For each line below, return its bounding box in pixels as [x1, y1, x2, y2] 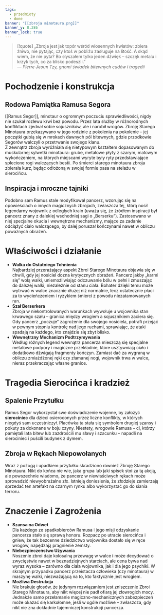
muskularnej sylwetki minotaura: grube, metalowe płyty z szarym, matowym [5, 150, 158, 155]
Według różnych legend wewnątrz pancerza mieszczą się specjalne [12, 339, 148, 345]
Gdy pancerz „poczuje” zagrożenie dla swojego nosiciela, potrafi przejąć [12, 318, 158, 324]
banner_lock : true [5, 30, 42, 35]
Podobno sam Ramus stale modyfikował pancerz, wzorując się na [5, 197, 137, 203]
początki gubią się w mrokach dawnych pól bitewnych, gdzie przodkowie [5, 134, 152, 139]
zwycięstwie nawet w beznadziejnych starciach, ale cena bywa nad [12, 558, 148, 564]
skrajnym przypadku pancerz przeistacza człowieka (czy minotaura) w [12, 568, 154, 574]
